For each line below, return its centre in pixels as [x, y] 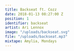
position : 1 [17, 18]
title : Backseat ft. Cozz [31, 9]
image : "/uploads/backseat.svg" [37, 32]
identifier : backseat [27, 23]
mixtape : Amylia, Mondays [31, 41]
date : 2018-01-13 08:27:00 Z [34, 14]
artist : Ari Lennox [25, 28]
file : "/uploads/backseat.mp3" [36, 37]
